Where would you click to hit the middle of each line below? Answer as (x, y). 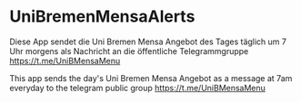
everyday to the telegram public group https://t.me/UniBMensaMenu (138, 88)
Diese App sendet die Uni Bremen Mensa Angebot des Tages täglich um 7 (148, 42)
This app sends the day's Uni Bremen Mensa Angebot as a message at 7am (151, 78)
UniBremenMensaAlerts (102, 17)
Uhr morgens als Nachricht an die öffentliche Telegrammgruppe (129, 51)
